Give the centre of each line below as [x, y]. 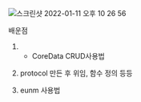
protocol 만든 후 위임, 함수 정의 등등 [76, 73]
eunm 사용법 [40, 90]
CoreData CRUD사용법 [68, 56]
